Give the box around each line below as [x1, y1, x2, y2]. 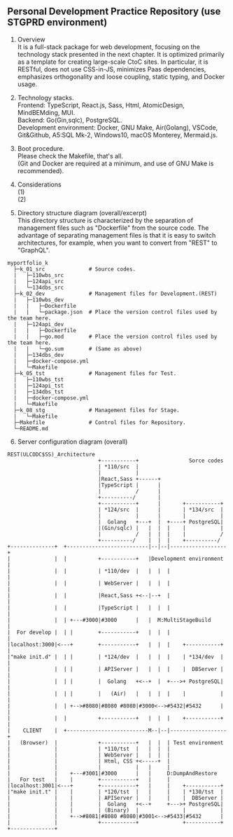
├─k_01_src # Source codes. [13, 266, 136, 273]
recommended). [17, 166, 64, 175]
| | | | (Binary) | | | [7, 806, 224, 814]
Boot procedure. [17, 144, 65, 153]
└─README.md [13, 425, 49, 432]
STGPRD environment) [7, 17, 108, 29]
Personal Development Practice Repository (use [7, 6, 221, 18]
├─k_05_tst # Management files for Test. [13, 369, 177, 377]
